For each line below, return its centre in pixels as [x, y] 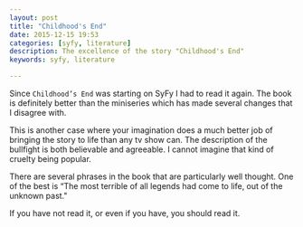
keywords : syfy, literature [62, 60]
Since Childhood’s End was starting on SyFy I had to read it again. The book [151, 93]
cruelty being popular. [51, 159]
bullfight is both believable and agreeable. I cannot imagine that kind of [142, 149]
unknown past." [38, 196]
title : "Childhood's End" [58, 26]
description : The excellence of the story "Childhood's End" [127, 52]
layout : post [34, 18]
